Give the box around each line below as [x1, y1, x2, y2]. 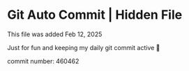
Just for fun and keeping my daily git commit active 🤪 [7, 43, 160, 52]
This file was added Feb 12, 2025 [7, 30, 103, 38]
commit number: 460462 [7, 56, 80, 65]
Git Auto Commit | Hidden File [7, 7, 183, 23]
